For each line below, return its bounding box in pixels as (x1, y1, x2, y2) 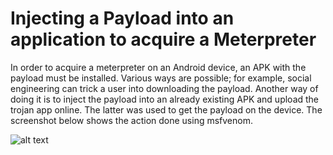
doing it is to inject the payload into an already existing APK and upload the (10, 93, 320, 105)
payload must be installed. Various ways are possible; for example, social (10, 72, 312, 84)
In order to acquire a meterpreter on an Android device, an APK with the (10, 61, 307, 73)
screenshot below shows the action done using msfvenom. (10, 114, 253, 126)
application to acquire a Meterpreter (10, 28, 317, 51)
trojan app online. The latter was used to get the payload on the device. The (10, 103, 323, 116)
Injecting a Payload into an (10, 7, 235, 30)
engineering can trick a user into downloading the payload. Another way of (10, 82, 319, 94)
